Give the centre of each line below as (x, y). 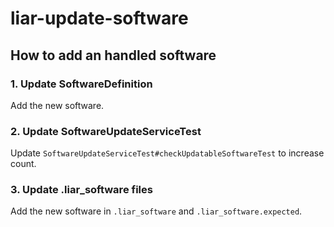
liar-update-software (99, 18)
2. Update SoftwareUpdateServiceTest (106, 131)
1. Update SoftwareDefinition (81, 84)
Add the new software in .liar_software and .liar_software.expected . (156, 211)
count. (23, 164)
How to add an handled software (113, 55)
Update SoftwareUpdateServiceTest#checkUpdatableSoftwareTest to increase (167, 153)
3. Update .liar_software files (81, 190)
